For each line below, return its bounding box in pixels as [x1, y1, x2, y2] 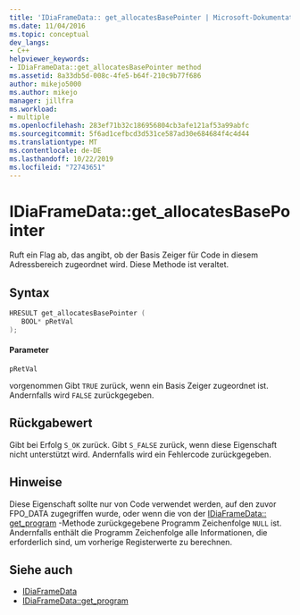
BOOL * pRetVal [21, 317, 74, 326]
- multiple [9, 113, 50, 122]
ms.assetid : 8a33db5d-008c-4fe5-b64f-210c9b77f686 [9, 72, 202, 80]
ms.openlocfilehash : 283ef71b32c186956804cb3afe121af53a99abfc [9, 122, 250, 131]
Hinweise [9, 475, 62, 490]
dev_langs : [9, 38, 50, 47]
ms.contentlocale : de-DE [9, 146, 102, 155]
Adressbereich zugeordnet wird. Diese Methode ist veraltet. [9, 259, 229, 270]
